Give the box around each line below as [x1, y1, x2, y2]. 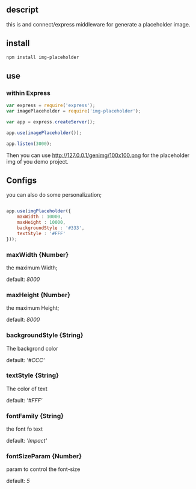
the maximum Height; [6, 304, 60, 312]
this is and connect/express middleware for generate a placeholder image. [6, 20, 191, 28]
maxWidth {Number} [6, 250, 69, 259]
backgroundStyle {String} [6, 331, 84, 339]
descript [6, 5, 39, 15]
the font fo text [6, 425, 43, 432]
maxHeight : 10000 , [17, 220, 66, 226]
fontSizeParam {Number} [6, 452, 82, 461]
